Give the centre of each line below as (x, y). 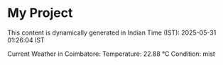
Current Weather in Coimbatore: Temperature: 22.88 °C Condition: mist (111, 54)
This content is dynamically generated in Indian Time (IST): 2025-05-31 (112, 32)
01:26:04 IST (26, 40)
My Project (40, 13)
